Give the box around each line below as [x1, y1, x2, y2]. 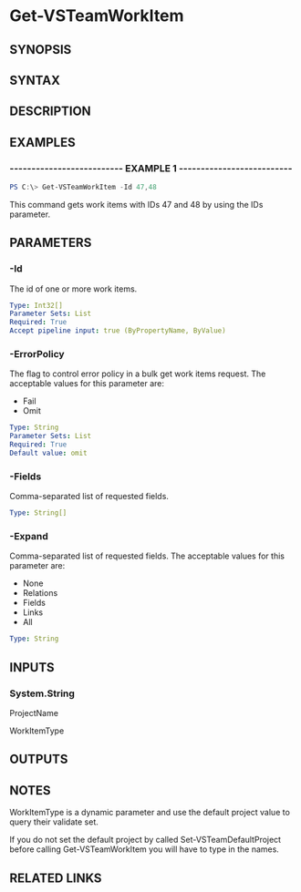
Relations [22, 588, 58, 599]
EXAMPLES [9, 134, 76, 150]
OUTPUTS [9, 752, 68, 767]
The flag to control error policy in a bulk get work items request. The [9, 368, 266, 379]
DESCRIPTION [9, 104, 91, 119]
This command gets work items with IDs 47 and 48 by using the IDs [9, 199, 264, 210]
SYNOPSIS [9, 42, 72, 57]
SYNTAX [9, 72, 61, 87]
